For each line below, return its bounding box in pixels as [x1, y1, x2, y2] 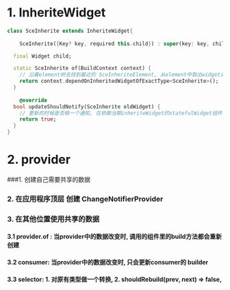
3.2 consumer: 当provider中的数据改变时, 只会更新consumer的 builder [7, 258, 209, 267]
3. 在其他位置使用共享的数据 [7, 214, 100, 223]
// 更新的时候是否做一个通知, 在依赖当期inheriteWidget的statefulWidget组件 [19, 110, 222, 117]
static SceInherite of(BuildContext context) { [13, 65, 152, 72]
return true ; [19, 116, 57, 123]
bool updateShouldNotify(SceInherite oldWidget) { [13, 103, 161, 110]
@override [19, 97, 48, 104]
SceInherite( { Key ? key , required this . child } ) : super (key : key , [19, 40, 210, 47]
